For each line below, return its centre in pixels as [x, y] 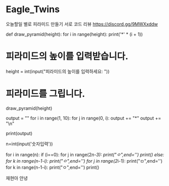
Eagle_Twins [33, 9]
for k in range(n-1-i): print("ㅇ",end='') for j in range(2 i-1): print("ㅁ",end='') [84, 161]
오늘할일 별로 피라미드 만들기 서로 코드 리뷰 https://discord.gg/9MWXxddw [82, 24]
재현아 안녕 [17, 178]
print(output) [19, 133]
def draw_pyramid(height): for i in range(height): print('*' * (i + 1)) [74, 34]
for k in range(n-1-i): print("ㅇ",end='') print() [53, 167]
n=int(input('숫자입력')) [29, 144]
